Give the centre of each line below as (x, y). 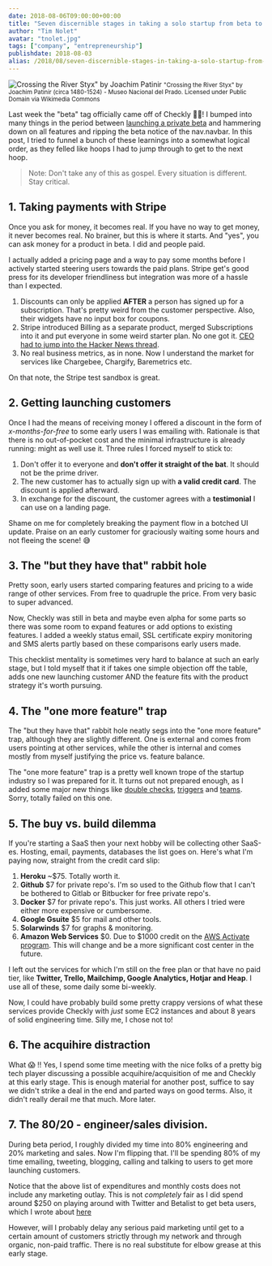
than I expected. (36, 286)
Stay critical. (49, 181)
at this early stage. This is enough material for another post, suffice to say (132, 1082)
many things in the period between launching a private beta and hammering (135, 123)
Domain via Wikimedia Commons (54, 99)
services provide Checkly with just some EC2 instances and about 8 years (132, 1010)
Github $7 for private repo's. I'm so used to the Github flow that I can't (138, 885)
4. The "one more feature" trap (88, 711)
